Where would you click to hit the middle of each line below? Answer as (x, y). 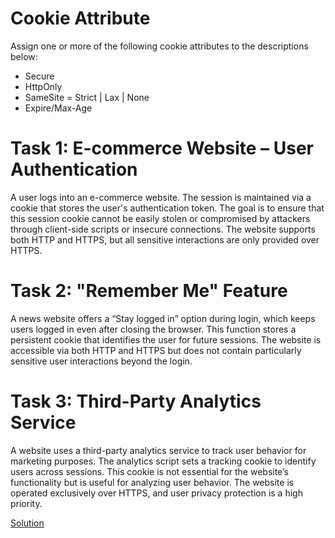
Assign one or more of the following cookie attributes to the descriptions (159, 46)
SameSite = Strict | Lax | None (87, 97)
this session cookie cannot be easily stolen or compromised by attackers (160, 218)
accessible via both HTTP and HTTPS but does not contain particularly (156, 350)
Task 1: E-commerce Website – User (162, 148)
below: (24, 56)
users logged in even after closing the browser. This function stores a (153, 329)
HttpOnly (43, 86)
